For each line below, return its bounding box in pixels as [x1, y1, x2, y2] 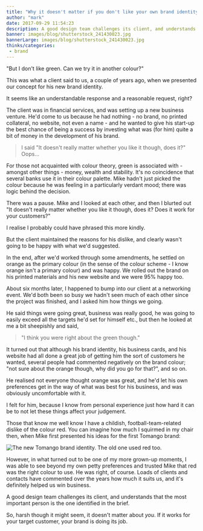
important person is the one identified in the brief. [6, 500, 130, 507]
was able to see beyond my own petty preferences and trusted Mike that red [6, 462, 197, 469]
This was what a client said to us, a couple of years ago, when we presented [6, 76, 197, 83]
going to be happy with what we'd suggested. [6, 242, 120, 249]
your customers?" [6, 212, 51, 220]
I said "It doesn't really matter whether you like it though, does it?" [21, 143, 186, 151]
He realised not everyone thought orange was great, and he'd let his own [6, 376, 188, 384]
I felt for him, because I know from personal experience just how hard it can [6, 401, 195, 408]
